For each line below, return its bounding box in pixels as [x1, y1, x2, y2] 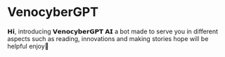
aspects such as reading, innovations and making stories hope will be [7, 34, 209, 42]
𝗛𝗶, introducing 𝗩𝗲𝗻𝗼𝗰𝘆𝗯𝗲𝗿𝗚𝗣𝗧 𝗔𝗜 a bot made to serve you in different [7, 27, 219, 35]
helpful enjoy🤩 [7, 42, 49, 50]
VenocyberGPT [7, 4, 98, 20]
